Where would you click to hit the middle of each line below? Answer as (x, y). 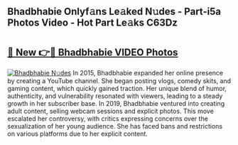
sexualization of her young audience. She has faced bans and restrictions (115, 126)
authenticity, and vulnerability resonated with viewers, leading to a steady (115, 96)
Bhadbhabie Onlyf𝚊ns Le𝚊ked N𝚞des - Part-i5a (114, 12)
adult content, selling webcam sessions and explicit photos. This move (111, 111)
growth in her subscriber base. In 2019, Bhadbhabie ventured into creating (116, 103)
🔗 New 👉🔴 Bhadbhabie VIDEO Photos (93, 52)
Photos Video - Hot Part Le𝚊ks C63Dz (92, 23)
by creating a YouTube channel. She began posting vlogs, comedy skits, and (119, 81)
